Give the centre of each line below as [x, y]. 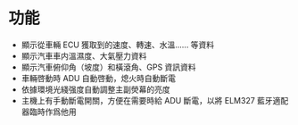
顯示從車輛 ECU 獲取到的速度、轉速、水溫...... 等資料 [118, 45]
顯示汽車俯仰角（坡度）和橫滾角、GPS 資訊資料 [109, 67]
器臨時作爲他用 [49, 112]
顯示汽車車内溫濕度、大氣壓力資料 [84, 55]
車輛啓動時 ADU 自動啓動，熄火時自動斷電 [98, 78]
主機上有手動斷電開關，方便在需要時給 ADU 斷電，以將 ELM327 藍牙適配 [155, 100]
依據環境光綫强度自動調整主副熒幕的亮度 [95, 89]
